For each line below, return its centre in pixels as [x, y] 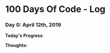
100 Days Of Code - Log [55, 9]
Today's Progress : [24, 35]
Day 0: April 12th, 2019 [33, 25]
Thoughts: [16, 45]
